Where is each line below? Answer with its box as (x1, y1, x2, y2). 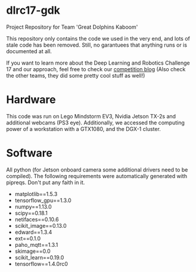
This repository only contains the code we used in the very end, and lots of (6, 35, 191, 42)
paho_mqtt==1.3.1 (14, 241, 58, 248)
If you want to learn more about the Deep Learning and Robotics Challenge (6, 59, 190, 66)
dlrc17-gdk (6, 4, 61, 17)
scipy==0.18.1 (14, 209, 48, 216)
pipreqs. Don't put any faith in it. (6, 179, 85, 186)
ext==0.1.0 (14, 234, 41, 242)
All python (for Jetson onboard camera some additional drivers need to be (6, 166, 188, 173)
